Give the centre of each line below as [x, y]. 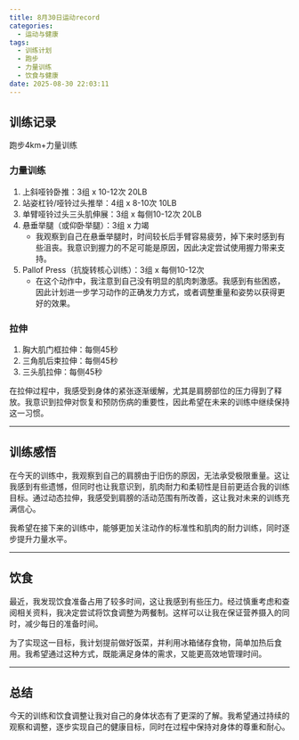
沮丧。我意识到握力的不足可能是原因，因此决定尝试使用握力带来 [160, 247]
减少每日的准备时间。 [64, 623]
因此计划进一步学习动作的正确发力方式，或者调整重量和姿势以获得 [156, 292]
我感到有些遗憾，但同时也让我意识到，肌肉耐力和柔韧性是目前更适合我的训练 [149, 486]
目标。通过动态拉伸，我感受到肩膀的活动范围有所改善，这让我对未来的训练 [145, 497]
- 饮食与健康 [38, 76]
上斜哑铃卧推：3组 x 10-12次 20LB [85, 192]
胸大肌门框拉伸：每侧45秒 [70, 349]
